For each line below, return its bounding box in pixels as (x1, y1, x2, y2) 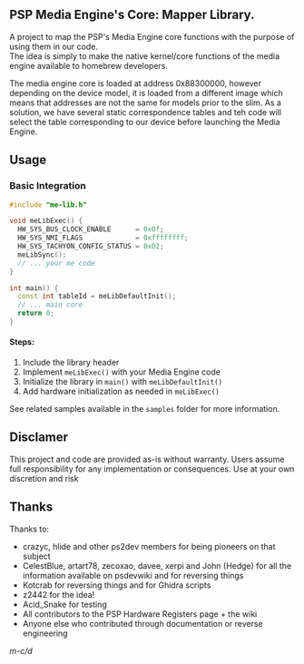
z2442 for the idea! (22, 589, 95, 600)
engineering (22, 628, 68, 639)
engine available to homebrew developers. (9, 60, 169, 71)
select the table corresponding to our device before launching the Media (9, 116, 280, 127)
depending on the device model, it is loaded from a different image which (9, 87, 284, 98)
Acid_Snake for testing (22, 599, 107, 610)
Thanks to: (9, 523, 50, 534)
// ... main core (17, 300, 83, 309)
